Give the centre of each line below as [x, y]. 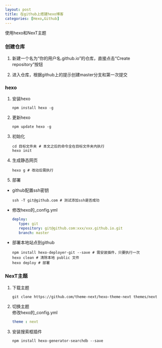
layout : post [18, 9]
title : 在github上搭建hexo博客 [34, 14]
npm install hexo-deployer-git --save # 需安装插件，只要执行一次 [76, 253]
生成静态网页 [25, 160]
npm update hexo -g [32, 127]
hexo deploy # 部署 [31, 263]
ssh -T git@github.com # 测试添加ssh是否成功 [56, 200]
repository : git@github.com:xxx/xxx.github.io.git [71, 228]
